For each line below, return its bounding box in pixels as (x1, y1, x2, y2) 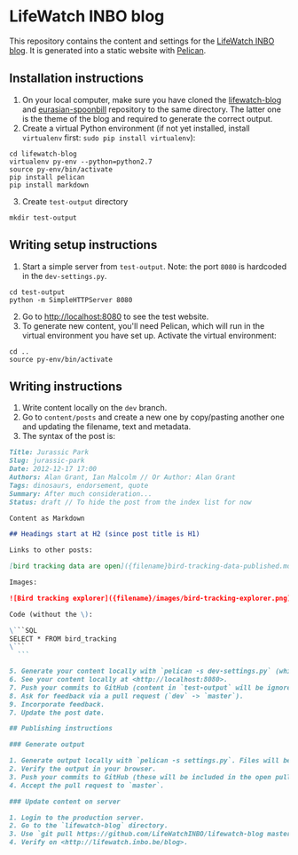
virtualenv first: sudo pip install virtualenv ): (21, 132, 196, 143)
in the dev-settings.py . (21, 270, 107, 281)
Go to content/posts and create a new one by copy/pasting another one (21, 412, 286, 423)
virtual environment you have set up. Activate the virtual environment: (21, 330, 277, 340)
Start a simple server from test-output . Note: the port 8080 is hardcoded (21, 260, 286, 272)
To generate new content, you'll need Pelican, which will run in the (21, 320, 265, 331)
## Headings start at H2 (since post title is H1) (9, 530, 200, 539)
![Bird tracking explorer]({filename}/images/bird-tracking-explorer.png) (9, 594, 292, 603)
